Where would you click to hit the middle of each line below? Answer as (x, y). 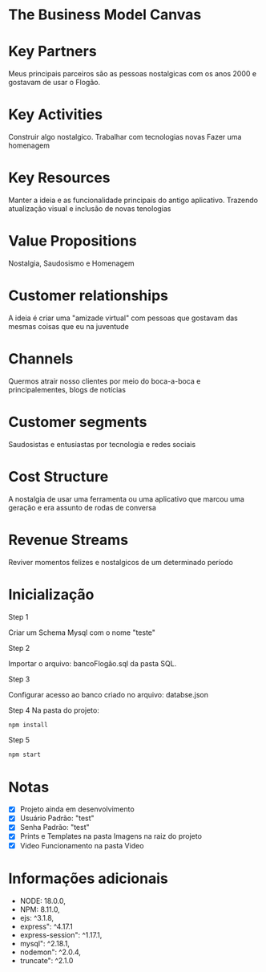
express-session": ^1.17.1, (61, 935)
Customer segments (78, 422)
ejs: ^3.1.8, (37, 917)
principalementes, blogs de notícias (67, 389)
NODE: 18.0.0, (42, 901)
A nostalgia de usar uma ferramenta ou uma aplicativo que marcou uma (126, 498)
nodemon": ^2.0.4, (50, 952)
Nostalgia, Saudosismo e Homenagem (71, 263)
